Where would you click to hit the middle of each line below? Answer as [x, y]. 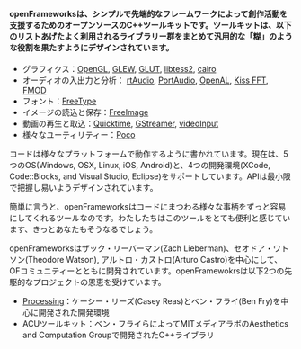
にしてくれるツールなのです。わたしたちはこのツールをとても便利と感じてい [150, 218]
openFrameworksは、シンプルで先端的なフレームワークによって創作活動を [149, 13]
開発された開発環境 [74, 313]
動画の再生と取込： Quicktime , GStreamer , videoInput [120, 124]
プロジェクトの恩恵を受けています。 [99, 282]
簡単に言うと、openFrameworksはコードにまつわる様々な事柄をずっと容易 [148, 207]
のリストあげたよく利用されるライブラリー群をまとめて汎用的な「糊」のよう [151, 36]
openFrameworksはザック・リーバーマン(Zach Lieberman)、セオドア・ [142, 248]
